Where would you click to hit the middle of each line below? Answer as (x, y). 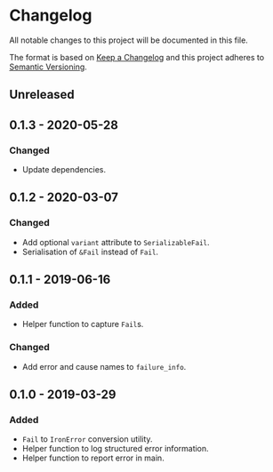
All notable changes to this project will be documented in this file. (129, 40)
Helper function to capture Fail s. (83, 324)
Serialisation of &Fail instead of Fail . (90, 252)
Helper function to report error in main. (93, 458)
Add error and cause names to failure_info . (104, 366)
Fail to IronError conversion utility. (87, 439)
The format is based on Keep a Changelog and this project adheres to (137, 57)
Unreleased (42, 95)
